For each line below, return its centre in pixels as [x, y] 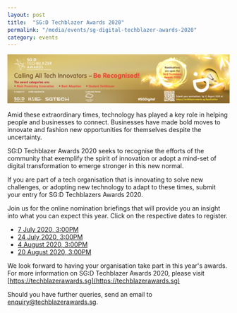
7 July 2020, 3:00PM [48, 230]
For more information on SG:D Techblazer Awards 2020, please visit [106, 273]
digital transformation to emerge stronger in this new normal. [96, 166]
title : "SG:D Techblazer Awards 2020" [66, 22]
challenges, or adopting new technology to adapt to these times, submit [112, 187]
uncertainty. [25, 137]
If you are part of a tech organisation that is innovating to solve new [105, 179]
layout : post [26, 15]
